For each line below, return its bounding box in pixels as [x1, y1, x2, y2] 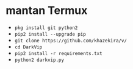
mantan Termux [5, 4, 88, 18]
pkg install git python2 [14, 25, 78, 31]
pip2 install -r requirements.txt [14, 50, 102, 56]
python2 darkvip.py [14, 57, 65, 63]
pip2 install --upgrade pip [14, 31, 86, 37]
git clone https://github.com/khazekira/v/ [14, 38, 128, 44]
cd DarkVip [14, 44, 43, 50]
